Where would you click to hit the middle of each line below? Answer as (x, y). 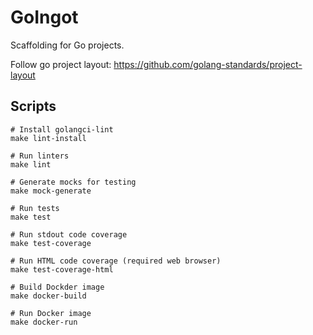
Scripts (33, 106)
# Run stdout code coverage (69, 234)
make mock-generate (51, 191)
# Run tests (35, 208)
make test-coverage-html (62, 269)
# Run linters (40, 156)
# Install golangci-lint (62, 129)
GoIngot (44, 17)
